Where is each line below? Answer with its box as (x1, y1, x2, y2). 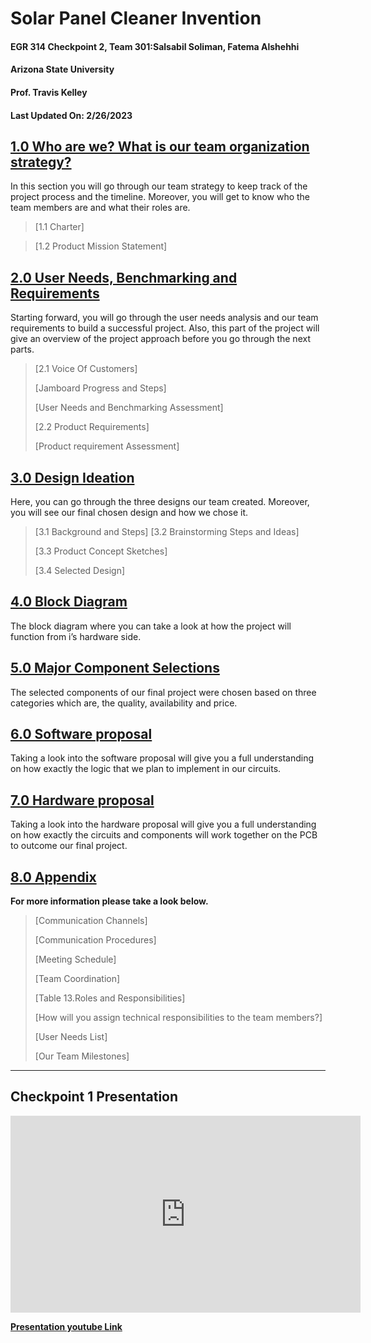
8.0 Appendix (10, 868, 97, 886)
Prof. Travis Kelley (10, 86, 88, 98)
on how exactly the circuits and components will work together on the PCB (10, 829, 318, 841)
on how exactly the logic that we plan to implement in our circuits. (10, 763, 282, 775)
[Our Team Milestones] (34, 1050, 130, 1062)
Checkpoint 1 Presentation (10, 1088, 179, 1106)
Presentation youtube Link (10, 1320, 123, 1332)
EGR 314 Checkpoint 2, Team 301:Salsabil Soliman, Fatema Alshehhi (10, 40, 300, 52)
